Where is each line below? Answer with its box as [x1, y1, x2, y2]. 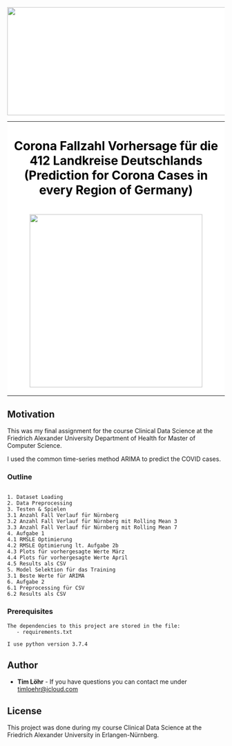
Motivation [7, 408, 55, 420]
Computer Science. [7, 441, 62, 449]
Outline [7, 472, 32, 482]
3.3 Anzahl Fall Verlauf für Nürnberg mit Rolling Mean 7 [7, 524, 177, 531]
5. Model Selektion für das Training [7, 567, 116, 574]
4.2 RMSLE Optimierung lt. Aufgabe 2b [7, 543, 119, 549]
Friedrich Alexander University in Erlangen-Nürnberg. [7, 731, 159, 739]
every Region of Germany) [39, 183, 193, 198]
